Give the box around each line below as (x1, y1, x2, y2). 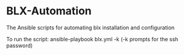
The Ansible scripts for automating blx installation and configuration (6, 24, 175, 31)
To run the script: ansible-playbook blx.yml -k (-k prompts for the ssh (6, 35, 179, 42)
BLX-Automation (6, 4, 92, 18)
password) (6, 42, 33, 49)
